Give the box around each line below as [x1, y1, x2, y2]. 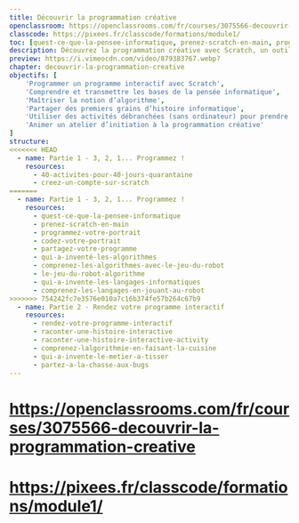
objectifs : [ [9, 71, 58, 80]
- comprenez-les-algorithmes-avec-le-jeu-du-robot [32, 261, 225, 270]
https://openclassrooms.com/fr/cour [9, 398, 290, 419]
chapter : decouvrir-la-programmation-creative [9, 63, 185, 72]
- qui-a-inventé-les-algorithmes [32, 253, 158, 262]
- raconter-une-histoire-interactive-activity [32, 335, 209, 344]
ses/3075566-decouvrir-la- [9, 417, 220, 438]
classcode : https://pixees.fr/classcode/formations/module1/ [9, 29, 241, 38]
